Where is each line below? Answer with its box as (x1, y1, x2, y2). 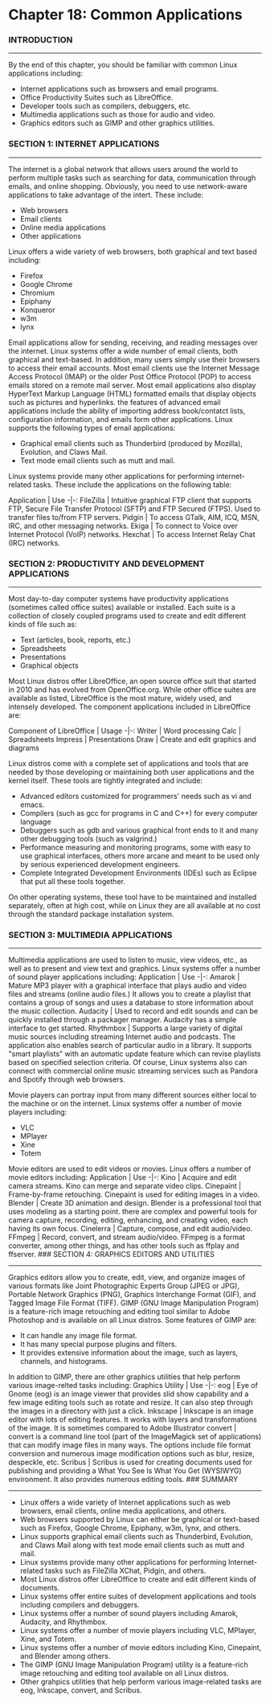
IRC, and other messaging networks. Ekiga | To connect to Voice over (8, 521, 239, 530)
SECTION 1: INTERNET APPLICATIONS (8, 138, 160, 149)
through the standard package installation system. (8, 910, 174, 919)
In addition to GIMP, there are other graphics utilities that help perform (8, 1372, 241, 1382)
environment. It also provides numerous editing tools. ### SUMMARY (8, 1475, 239, 1484)
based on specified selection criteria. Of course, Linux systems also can (8, 1058, 247, 1067)
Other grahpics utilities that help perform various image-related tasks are (19, 1677, 262, 1687)
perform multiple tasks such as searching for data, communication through (8, 173, 256, 182)
